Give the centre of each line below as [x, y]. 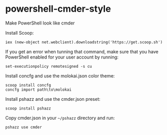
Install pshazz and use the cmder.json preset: [53, 99]
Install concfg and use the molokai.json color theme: [60, 76]
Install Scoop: [20, 33]
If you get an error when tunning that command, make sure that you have [82, 51]
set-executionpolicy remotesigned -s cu [49, 66]
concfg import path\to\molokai [38, 90]
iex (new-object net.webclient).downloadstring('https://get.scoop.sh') [84, 42]
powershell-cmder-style [58, 9]
